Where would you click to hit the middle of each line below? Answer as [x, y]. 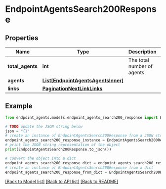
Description [142, 52]
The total [139, 60]
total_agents [23, 66]
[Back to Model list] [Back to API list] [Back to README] [62, 182]
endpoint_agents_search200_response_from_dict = [56, 172]
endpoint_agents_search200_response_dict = [51, 163]
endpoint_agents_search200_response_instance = [55, 140]
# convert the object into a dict [41, 158]
